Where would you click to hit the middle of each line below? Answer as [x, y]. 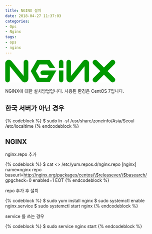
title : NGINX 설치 [23, 11]
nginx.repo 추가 [21, 154]
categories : [17, 21]
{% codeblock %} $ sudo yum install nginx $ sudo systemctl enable [75, 201]
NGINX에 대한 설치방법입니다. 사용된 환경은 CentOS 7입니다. [65, 91]
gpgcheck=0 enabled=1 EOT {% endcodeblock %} [57, 180]
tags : [11, 37]
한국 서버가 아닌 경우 [35, 108]
